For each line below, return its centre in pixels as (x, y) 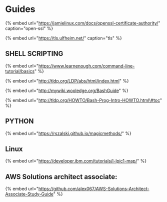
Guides (20, 9)
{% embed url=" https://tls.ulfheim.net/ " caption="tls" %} (64, 38)
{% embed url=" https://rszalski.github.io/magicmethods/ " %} (68, 133)
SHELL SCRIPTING (34, 54)
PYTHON (19, 121)
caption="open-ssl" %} (29, 28)
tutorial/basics (20, 71)
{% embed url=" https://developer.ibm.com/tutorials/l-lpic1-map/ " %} (76, 161)
